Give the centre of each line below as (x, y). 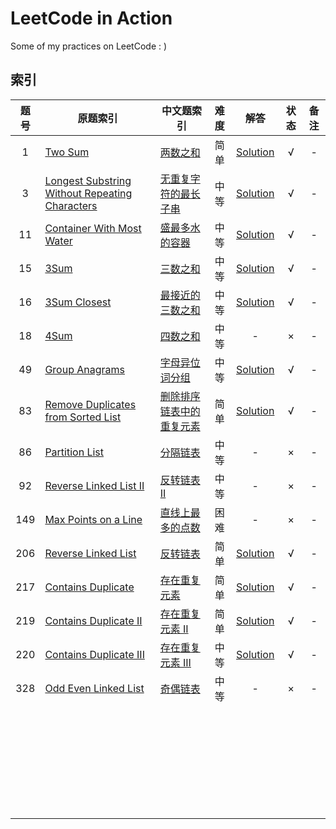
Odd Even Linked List (94, 688)
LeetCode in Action (91, 18)
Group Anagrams (84, 369)
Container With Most (93, 228)
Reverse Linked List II (94, 485)
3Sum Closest (78, 302)
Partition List (74, 452)
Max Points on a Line (93, 519)
